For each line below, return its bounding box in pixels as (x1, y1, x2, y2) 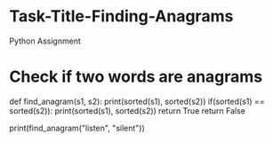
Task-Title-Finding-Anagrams (9, 6, 234, 27)
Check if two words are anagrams (9, 67, 263, 87)
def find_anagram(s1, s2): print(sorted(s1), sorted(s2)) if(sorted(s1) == (9, 96, 265, 106)
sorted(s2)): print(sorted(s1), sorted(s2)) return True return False (9, 105, 246, 116)
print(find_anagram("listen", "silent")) (9, 122, 145, 133)
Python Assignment (9, 35, 82, 46)
